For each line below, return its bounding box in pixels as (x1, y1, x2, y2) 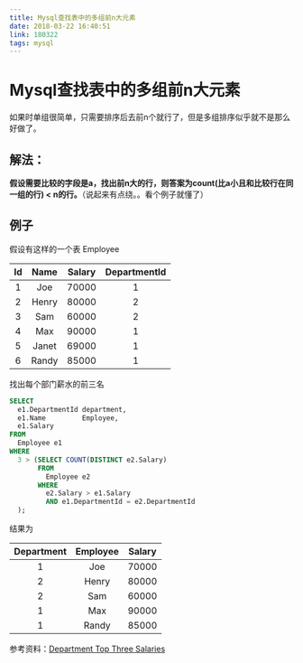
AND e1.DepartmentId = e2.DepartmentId (45, 498, 196, 507)
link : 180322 (9, 30, 59, 39)
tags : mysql (9, 38, 54, 48)
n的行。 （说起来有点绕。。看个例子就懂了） (52, 189, 209, 200)
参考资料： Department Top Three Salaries (9, 643, 166, 655)
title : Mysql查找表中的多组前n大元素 (9, 13, 136, 23)
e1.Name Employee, (17, 413, 119, 423)
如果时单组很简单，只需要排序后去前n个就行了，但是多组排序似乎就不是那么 (9, 112, 291, 123)
